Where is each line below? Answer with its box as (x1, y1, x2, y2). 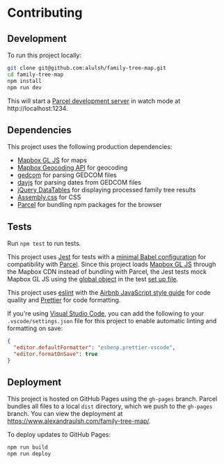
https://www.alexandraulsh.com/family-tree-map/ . (7, 417, 151, 426)
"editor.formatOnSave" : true (13, 350, 98, 357)
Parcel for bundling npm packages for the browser (17, 201, 162, 209)
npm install (7, 77, 42, 84)
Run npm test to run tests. (7, 239, 81, 248)
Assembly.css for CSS (17, 193, 81, 201)
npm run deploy (7, 451, 51, 458)
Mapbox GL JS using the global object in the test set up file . (7, 275, 179, 284)
